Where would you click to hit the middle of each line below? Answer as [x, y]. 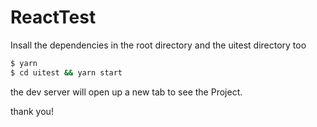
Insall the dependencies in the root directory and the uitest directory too [158, 45]
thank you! [32, 111]
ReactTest [53, 17]
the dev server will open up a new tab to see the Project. [126, 92]
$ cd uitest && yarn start [66, 72]
